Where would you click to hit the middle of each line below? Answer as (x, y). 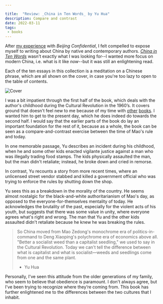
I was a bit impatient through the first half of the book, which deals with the (80, 100)
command (27, 237)
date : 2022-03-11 (23, 23)
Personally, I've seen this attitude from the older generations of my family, (79, 277)
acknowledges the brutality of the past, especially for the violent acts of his (81, 207)
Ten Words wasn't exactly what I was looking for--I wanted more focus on (79, 56)
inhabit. (13, 297)
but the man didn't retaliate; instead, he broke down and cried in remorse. (79, 162)
